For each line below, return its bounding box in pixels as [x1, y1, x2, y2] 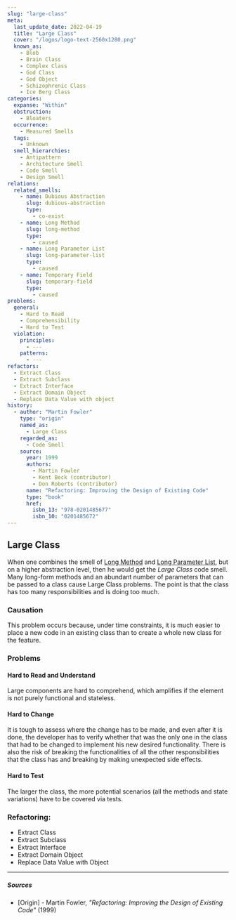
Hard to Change [7, 710, 55, 718]
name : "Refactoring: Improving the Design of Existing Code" [25, 487, 209, 494]
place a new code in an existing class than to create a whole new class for [7, 629, 222, 637]
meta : [7, 17, 23, 24]
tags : [13, 134, 30, 141]
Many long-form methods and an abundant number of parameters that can [7, 572, 223, 581]
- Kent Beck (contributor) [32, 474, 112, 481]
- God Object [20, 75, 58, 83]
